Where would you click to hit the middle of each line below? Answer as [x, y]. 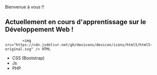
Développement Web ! [39, 30]
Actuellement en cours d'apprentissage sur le [76, 22]
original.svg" [19, 49]
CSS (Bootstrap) [28, 58]
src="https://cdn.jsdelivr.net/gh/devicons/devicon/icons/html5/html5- [79, 45]
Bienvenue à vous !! [25, 7]
